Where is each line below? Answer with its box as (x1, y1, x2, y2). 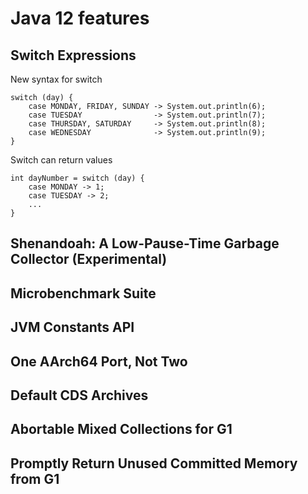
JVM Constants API (10, 319, 135, 336)
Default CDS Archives (10, 387, 149, 404)
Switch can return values (10, 154, 113, 166)
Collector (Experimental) (10, 251, 168, 268)
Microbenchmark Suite (10, 285, 157, 302)
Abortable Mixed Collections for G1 (10, 421, 233, 438)
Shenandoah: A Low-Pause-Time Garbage (10, 235, 280, 252)
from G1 (10, 470, 60, 487)
